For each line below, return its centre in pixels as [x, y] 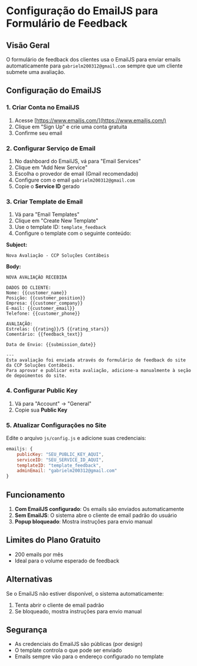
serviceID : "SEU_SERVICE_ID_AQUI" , [60, 460]
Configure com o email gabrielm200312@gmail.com [75, 180]
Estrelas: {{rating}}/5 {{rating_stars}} [58, 329]
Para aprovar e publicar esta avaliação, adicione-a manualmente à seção [99, 371]
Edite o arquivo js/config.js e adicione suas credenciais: [76, 438]
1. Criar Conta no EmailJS [43, 108]
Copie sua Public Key [41, 410]
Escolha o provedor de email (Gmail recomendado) [76, 173]
